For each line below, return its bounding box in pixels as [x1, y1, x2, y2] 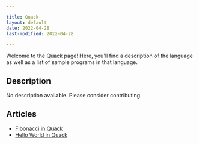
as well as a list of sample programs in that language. [6, 59, 138, 66]
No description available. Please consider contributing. [6, 92, 142, 99]
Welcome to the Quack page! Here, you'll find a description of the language [6, 52, 194, 60]
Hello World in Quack [14, 131, 68, 138]
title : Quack [6, 14, 39, 20]
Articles [6, 109, 37, 120]
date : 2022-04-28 [6, 25, 50, 31]
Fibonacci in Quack [14, 125, 63, 132]
